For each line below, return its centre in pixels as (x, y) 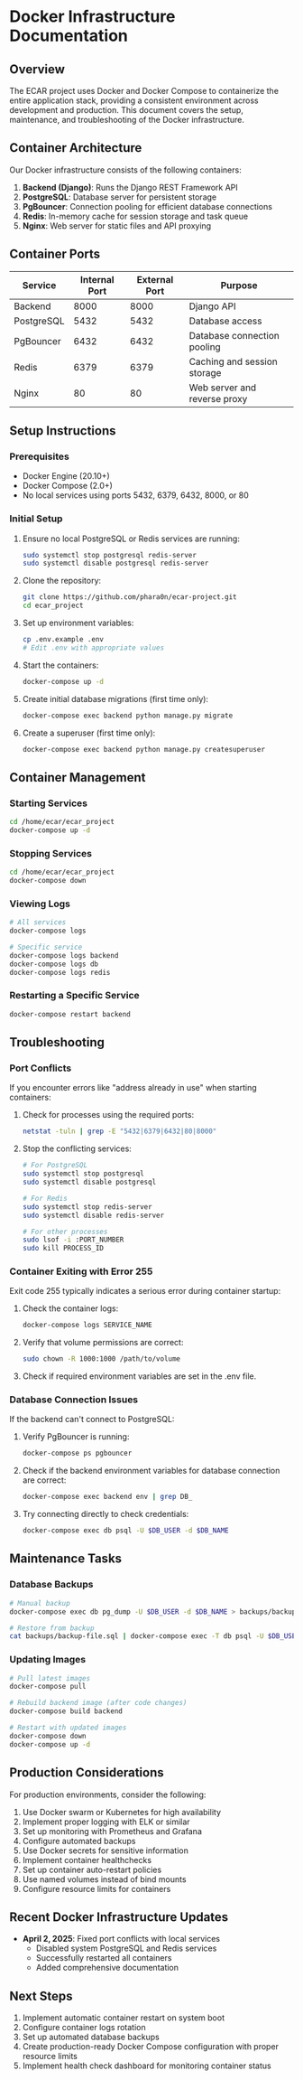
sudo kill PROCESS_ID (63, 1249)
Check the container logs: (70, 1308)
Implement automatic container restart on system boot (124, 2018)
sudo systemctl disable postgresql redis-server (115, 563)
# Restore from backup (52, 1628)
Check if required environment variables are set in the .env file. (139, 1376)
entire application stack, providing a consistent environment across (134, 100)
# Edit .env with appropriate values (93, 648)
